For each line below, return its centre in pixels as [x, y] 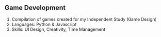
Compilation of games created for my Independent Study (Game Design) [84, 19]
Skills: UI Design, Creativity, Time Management [58, 29]
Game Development [35, 8]
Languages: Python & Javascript [44, 24]
